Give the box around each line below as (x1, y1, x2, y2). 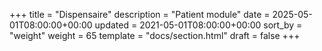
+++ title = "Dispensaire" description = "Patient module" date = (9, 9, 271, 20)
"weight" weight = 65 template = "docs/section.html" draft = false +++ (9, 30, 301, 41)
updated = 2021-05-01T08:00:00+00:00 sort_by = (94, 19, 303, 31)
